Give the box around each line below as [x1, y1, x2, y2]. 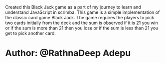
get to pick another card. [5, 31, 56, 36]
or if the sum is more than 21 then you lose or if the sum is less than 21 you [5, 25, 159, 31]
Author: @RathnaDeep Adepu [5, 48, 131, 59]
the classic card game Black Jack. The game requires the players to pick [5, 15, 155, 20]
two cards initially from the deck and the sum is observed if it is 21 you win [5, 20, 159, 26]
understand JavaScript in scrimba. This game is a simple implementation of [5, 9, 160, 15]
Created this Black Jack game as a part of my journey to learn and [5, 4, 141, 10]
